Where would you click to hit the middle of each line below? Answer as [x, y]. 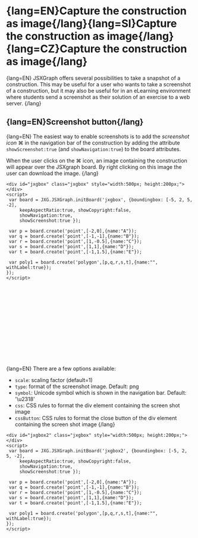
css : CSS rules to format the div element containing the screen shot [97, 405]
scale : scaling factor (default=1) [54, 380]
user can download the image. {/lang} [53, 173]
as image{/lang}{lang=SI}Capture [92, 24]
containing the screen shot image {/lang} [65, 424]
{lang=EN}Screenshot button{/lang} [75, 122]
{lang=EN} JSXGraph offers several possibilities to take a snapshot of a [93, 78]
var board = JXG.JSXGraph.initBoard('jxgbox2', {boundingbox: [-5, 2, [98, 451]
